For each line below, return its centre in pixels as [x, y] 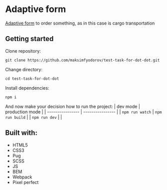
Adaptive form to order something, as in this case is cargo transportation [80, 23]
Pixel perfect [25, 182]
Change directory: [24, 69]
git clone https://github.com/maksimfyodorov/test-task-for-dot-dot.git [82, 60]
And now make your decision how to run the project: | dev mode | [73, 106]
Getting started [29, 39]
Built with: [21, 133]
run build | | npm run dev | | [34, 117]
